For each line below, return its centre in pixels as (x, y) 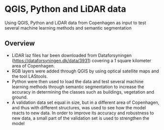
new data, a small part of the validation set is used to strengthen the (80, 118)
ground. (20, 97)
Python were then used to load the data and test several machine (78, 81)
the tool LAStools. (29, 76)
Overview (20, 44)
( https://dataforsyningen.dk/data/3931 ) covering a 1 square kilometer (82, 61)
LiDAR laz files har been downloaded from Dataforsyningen (72, 55)
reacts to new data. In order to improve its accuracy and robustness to (83, 113)
